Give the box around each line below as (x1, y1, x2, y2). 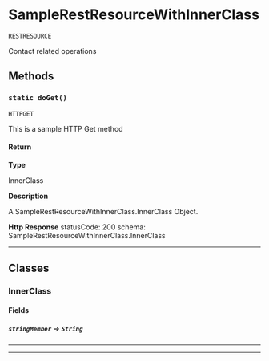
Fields (8, 305, 30, 314)
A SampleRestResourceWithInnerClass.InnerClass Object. (8, 206, 199, 216)
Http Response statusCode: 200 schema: (8, 222, 146, 232)
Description (8, 191, 49, 201)
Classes (8, 262, 50, 275)
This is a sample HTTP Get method (8, 124, 123, 133)
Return (8, 142, 32, 152)
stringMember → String (8, 323, 83, 334)
